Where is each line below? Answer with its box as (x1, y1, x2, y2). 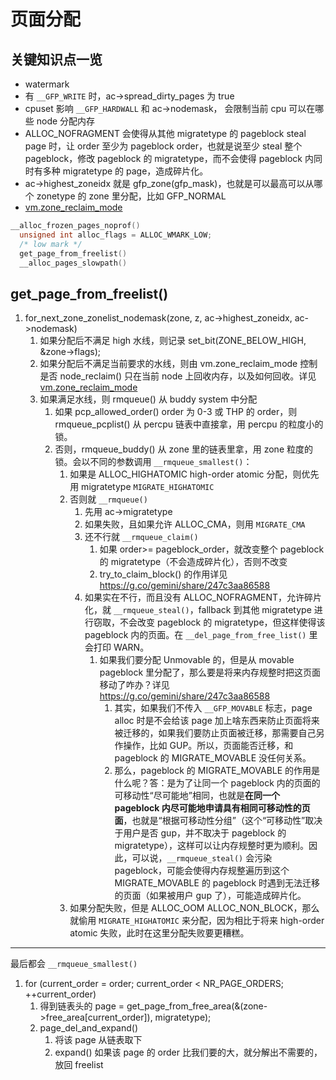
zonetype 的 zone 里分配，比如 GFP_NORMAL (36, 190, 227, 202)
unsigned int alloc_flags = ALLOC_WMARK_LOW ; (19, 230, 213, 240)
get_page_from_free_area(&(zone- (126, 1000, 268, 1012)
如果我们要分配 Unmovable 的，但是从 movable (99, 654, 295, 666)
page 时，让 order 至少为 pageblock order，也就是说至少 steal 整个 (24, 140, 303, 152)
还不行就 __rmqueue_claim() (84, 531, 199, 543)
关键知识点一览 (10, 51, 103, 68)
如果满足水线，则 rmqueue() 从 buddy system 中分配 (39, 393, 258, 405)
